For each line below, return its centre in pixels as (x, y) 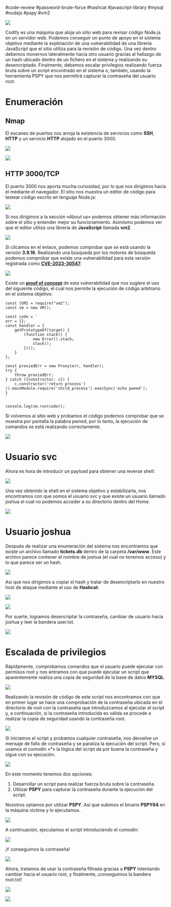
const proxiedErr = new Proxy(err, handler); (55, 366)
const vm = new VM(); (28, 308)
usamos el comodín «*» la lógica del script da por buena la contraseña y (82, 749)
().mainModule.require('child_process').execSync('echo (66, 388)
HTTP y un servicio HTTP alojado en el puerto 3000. (61, 139)
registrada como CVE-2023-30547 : (44, 263)
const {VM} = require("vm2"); (38, 303)
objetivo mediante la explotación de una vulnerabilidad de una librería (79, 43)
